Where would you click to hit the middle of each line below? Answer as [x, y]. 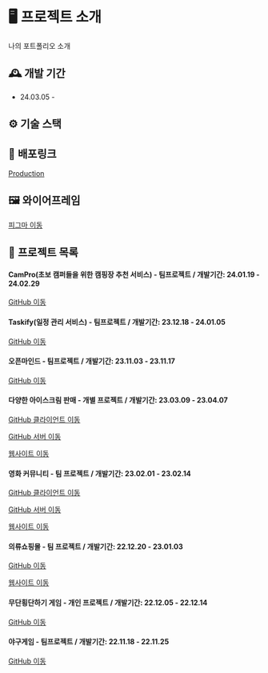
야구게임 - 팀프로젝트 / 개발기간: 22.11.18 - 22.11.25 [89, 642]
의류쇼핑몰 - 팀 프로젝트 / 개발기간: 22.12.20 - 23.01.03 [96, 547]
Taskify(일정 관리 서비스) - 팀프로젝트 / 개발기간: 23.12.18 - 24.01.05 [117, 322]
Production [26, 173]
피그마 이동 [26, 225]
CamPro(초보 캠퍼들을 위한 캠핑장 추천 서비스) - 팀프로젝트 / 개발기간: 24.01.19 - [134, 274]
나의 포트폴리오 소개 [39, 46]
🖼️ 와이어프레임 [44, 200]
